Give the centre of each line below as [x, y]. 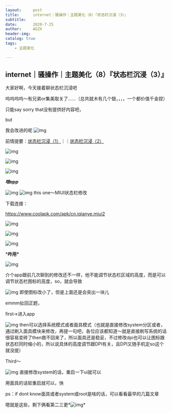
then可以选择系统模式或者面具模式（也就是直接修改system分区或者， [92, 325]
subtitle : [16, 19]
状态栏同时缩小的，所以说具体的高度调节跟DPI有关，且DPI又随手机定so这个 [85, 344]
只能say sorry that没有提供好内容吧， [45, 110]
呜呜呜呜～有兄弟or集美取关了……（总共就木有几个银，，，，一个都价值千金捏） [87, 99]
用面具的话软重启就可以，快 [35, 383]
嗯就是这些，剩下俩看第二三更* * [46, 405]
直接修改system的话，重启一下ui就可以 [60, 372]
